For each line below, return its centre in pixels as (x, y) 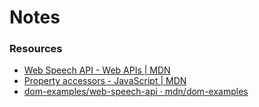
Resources (36, 49)
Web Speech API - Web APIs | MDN (97, 70)
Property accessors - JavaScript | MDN (105, 81)
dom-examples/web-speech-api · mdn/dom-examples (136, 92)
